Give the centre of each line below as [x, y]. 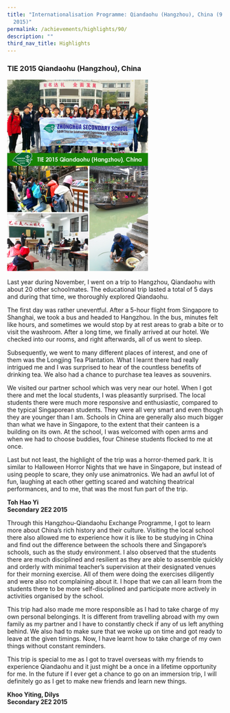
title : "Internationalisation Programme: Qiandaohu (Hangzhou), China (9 [115, 14]
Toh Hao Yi [23, 502]
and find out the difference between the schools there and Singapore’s [107, 545]
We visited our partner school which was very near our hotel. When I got [110, 388]
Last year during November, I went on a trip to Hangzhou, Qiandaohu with [111, 282]
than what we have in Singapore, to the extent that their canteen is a [104, 425]
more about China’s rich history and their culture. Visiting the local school [111, 531]
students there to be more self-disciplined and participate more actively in [112, 589]
